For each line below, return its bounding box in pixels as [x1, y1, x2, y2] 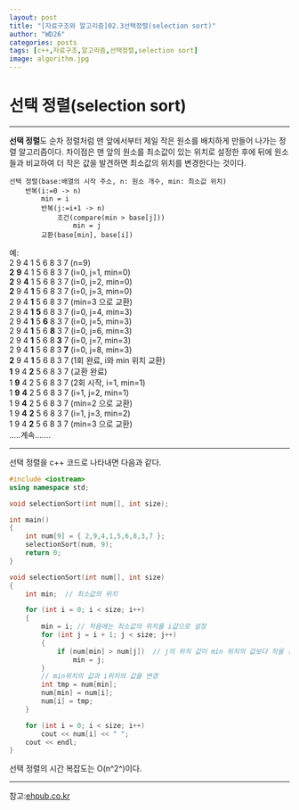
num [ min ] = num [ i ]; [41, 689, 114, 698]
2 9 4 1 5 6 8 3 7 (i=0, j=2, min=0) [9, 276, 133, 286]
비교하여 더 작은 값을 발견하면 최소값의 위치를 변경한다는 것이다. [25, 157, 246, 168]
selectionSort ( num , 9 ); [25, 541, 114, 550]
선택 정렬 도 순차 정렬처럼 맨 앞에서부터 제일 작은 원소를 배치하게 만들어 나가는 [9, 135, 278, 145]
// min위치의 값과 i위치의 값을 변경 [41, 672, 158, 681]
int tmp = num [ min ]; [41, 680, 117, 690]
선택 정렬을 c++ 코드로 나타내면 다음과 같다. [9, 457, 162, 467]
